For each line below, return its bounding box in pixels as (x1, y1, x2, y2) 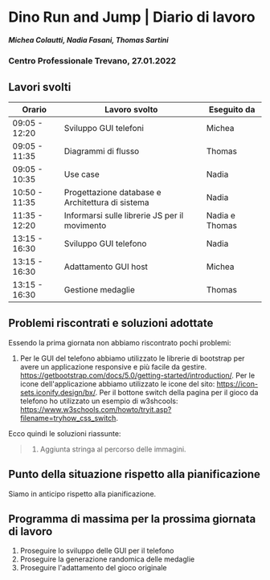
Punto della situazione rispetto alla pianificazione (8, 468, 261, 481)
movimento (63, 219, 107, 231)
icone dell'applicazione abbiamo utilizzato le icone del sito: (19, 378, 215, 389)
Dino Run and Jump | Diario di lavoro (8, 8, 256, 27)
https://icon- (216, 378, 259, 389)
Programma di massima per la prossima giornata (8, 512, 256, 525)
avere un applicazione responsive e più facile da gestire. (19, 361, 207, 371)
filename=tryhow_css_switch (19, 413, 117, 423)
